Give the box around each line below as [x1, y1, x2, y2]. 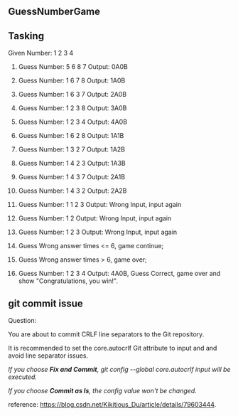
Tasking [8, 30, 45, 42]
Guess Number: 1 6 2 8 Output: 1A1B [18, 132, 124, 140]
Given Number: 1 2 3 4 [8, 49, 74, 58]
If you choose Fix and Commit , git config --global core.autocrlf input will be [8, 366, 231, 374]
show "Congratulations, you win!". [18, 277, 118, 285]
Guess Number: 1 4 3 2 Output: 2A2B [18, 186, 127, 195]
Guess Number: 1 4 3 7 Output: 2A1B [18, 173, 126, 181]
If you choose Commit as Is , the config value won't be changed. [8, 387, 198, 395]
